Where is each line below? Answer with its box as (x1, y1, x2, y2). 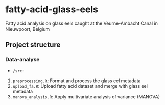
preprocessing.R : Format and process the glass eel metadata (12, 77, 141, 84)
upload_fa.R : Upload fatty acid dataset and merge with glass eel (12, 83, 148, 89)
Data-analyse (5, 56, 40, 63)
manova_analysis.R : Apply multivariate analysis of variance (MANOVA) (12, 93, 160, 100)
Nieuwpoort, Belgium (5, 25, 50, 32)
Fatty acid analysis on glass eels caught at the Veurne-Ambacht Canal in (5, 20, 158, 27)
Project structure (5, 41, 61, 49)
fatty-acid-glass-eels (5, 4, 99, 15)
